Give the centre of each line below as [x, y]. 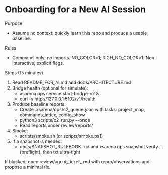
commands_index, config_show [52, 115]
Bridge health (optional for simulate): [50, 88]
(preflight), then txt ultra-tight [50, 152]
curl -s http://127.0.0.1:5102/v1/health [57, 99]
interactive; [24, 63]
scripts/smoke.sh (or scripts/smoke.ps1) [61, 136]
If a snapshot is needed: [37, 141]
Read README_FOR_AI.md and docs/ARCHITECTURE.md [71, 82]
